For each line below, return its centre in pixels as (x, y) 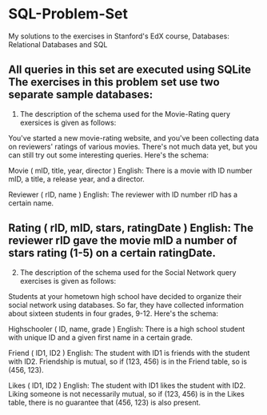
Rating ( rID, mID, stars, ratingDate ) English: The (131, 228)
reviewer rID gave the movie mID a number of (123, 241)
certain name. (31, 203)
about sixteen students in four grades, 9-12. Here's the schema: (113, 313)
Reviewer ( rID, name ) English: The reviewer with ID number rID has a (123, 194)
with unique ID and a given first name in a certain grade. (101, 337)
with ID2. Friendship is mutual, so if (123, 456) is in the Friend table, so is (128, 361)
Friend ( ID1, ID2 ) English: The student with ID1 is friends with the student (129, 353)
